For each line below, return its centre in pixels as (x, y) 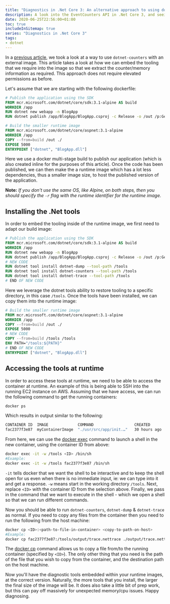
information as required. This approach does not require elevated (73, 73)
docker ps (16, 406)
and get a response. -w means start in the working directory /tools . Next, (81, 484)
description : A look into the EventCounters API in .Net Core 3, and (80, 15)
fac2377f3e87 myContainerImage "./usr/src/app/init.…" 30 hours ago (83, 430)
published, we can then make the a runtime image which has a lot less (78, 169)
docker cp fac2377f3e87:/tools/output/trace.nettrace (63, 539)
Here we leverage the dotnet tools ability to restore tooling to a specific (79, 290)
